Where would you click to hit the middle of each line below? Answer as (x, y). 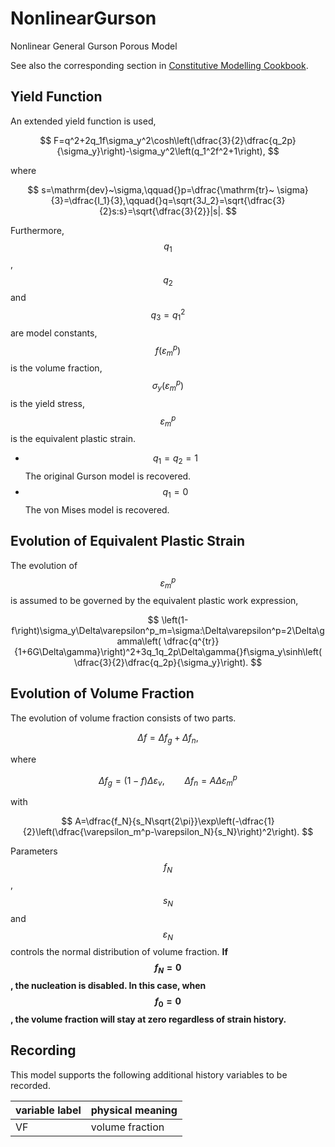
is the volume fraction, (56, 368)
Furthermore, (37, 230)
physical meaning (134, 1110)
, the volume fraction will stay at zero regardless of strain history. (148, 1019)
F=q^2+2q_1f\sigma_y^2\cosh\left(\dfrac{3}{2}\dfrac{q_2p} (175, 140)
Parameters (34, 851)
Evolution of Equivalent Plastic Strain (128, 541)
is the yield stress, (47, 403)
